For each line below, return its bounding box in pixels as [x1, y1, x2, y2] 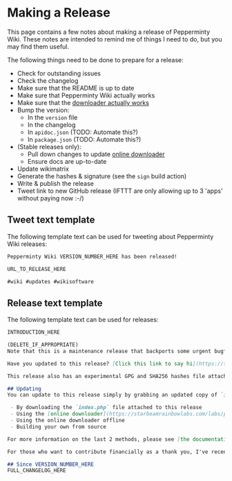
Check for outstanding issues [17, 69, 101, 77]
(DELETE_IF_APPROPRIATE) [7, 341, 79, 348]
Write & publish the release [17, 179, 95, 187]
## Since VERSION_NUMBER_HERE [7, 461, 95, 468]
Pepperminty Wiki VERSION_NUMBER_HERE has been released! [7, 253, 177, 260]
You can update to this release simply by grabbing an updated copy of [7, 392, 217, 399]
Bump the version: [17, 106, 70, 114]
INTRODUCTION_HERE [7, 329, 60, 336]
